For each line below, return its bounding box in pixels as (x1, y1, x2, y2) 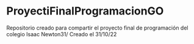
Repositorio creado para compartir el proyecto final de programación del (6, 24, 189, 31)
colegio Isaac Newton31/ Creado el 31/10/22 (6, 30, 117, 37)
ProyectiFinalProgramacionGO (6, 4, 164, 18)
